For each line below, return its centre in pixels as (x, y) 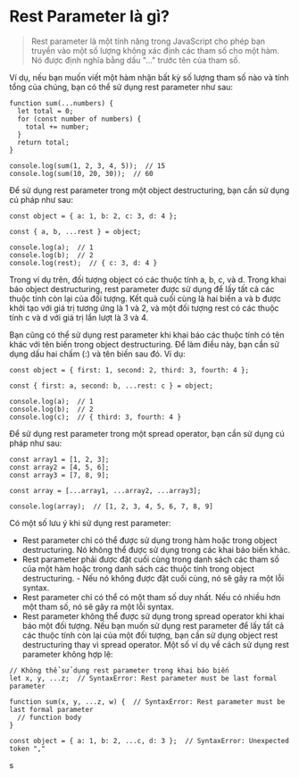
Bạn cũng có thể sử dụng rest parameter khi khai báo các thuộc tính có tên (147, 335)
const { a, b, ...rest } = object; (75, 231)
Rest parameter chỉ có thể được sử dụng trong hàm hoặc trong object (149, 540)
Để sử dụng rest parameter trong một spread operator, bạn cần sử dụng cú (147, 433)
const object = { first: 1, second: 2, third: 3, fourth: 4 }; (129, 370)
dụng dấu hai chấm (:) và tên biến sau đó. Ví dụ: (97, 354)
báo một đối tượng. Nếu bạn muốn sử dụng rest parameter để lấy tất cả (153, 625)
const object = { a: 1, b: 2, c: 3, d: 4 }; (93, 216)
